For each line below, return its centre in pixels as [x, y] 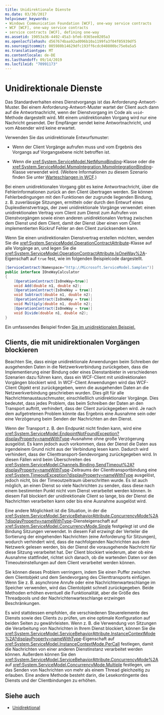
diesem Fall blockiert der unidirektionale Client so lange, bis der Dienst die [80, 496]
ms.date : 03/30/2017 [26, 14]
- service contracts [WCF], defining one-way [52, 32]
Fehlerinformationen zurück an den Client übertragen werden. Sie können [79, 192]
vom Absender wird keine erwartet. [41, 128]
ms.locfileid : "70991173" [31, 64]
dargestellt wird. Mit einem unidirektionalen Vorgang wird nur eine [91, 117]
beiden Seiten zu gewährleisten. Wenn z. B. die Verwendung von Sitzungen [81, 623]
